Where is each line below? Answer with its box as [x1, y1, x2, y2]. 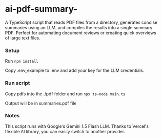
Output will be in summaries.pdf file [5, 100, 77, 106]
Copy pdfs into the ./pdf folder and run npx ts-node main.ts [5, 91, 125, 97]
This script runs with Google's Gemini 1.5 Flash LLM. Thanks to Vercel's [5, 123, 149, 129]
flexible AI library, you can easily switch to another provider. [5, 128, 125, 134]
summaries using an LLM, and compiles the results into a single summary [5, 24, 153, 30]
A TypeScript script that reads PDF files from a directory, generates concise [5, 19, 158, 25]
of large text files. [5, 35, 40, 41]
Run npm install [5, 58, 39, 64]
